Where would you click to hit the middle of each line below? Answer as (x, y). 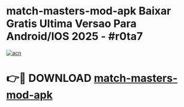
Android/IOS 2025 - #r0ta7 (75, 36)
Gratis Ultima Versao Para (71, 24)
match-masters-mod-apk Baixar (89, 11)
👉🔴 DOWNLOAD (49, 78)
